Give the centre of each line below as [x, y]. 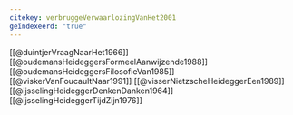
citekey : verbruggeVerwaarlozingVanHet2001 [93, 18]
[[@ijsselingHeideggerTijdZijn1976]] [76, 100]
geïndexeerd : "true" [49, 26]
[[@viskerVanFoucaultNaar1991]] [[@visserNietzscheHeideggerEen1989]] [147, 81]
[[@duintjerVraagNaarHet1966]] [69, 52]
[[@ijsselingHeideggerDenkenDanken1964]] [92, 91]
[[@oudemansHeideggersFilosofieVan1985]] [92, 71]
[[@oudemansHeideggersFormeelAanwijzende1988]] [109, 62]
